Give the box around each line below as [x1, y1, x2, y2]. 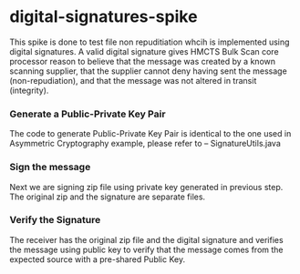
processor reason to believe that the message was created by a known [9, 56, 276, 66]
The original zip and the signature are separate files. [9, 191, 206, 202]
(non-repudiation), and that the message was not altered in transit [9, 75, 257, 86]
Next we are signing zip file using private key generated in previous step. [9, 181, 284, 192]
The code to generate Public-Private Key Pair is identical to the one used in [9, 128, 292, 139]
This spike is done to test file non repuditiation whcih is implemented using [9, 36, 290, 47]
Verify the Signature [9, 214, 101, 227]
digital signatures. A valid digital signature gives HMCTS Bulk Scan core [9, 46, 280, 56]
